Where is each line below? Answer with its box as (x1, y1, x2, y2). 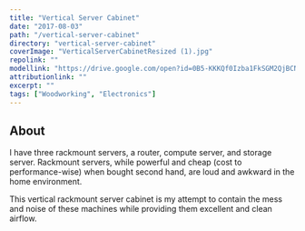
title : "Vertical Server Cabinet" (9, 13, 141, 23)
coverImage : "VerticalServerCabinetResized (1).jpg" (9, 47, 213, 56)
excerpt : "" (9, 81, 54, 90)
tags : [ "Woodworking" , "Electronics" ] (9, 89, 156, 98)
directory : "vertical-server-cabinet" (9, 38, 156, 48)
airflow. (9, 213, 37, 224)
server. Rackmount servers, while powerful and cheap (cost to (9, 156, 242, 168)
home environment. (9, 176, 83, 187)
